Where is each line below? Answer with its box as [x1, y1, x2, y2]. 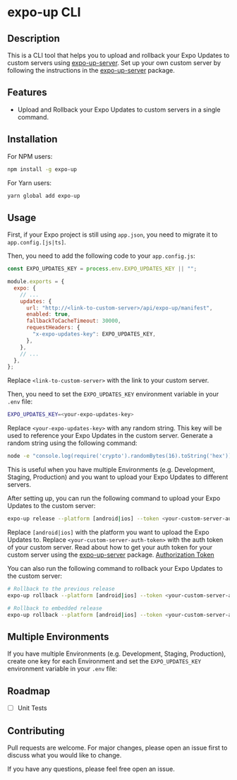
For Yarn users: [7, 178, 51, 187]
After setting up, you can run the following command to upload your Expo [7, 494, 221, 502]
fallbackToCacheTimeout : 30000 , [25, 317, 121, 325]
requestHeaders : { [25, 324, 80, 331]
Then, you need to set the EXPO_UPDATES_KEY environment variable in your [7, 390, 219, 398]
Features [7, 86, 47, 99]
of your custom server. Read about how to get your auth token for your [7, 543, 213, 551]
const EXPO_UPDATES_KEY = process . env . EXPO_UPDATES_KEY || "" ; [7, 266, 197, 273]
